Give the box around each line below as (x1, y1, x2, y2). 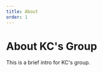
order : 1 (6, 14, 28, 20)
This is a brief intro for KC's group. (6, 59, 91, 66)
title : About (6, 8, 38, 15)
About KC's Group (6, 40, 98, 53)
